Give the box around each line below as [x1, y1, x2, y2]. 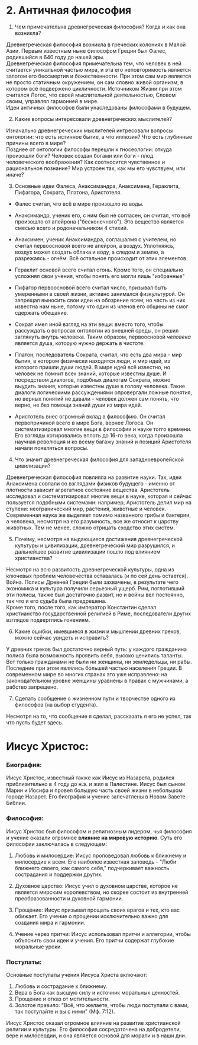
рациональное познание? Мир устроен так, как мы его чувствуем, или [6, 164, 186, 172]
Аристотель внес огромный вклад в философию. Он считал [14, 413, 165, 420]
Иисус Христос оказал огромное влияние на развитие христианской [6, 1020, 181, 1027]
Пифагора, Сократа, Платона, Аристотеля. [14, 188, 122, 196]
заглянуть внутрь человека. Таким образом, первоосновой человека [14, 333, 191, 340]
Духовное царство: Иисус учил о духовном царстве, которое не [14, 882, 178, 889]
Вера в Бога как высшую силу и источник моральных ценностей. [14, 989, 180, 996]
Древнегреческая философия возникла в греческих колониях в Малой [6, 41, 186, 48]
